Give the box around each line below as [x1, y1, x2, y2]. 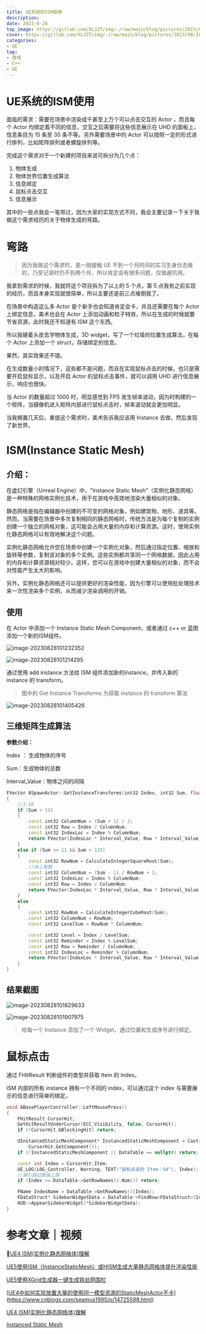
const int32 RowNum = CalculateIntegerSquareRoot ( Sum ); [28, 858, 174, 865]
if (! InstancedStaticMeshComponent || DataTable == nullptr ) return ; [17, 1149, 199, 1156]
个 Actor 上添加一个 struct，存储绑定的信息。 [6, 339, 120, 347]
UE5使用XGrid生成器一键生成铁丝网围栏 [6, 1276, 107, 1283]
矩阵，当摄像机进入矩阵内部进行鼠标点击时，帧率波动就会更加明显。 [11, 401, 184, 408]
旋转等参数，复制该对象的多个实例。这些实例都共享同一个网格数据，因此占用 [6, 551, 200, 559]
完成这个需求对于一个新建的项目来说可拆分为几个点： [6, 151, 141, 159]
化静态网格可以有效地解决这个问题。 [6, 531, 98, 538]
